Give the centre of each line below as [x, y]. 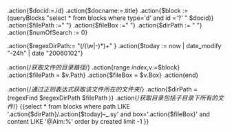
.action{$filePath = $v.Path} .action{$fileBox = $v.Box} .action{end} [103, 75]
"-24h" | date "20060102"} [45, 53]
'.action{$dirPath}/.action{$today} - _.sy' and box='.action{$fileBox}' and [108, 114]
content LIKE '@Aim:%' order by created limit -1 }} [78, 121]
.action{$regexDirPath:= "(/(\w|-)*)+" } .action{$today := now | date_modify [114, 46]
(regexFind [22, 98]
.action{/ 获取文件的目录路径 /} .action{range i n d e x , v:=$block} [94, 67]
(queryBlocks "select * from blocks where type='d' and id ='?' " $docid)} [110, 18]
